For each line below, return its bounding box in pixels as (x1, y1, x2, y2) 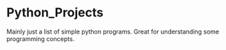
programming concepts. (6, 34, 75, 42)
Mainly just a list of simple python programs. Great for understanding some (6, 27, 220, 36)
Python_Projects (6, 5, 104, 21)
